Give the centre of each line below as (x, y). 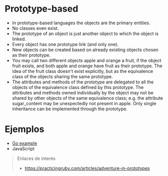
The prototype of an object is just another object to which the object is (85, 33)
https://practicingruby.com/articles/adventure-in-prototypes (87, 168)
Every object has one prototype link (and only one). (65, 44)
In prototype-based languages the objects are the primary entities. (81, 23)
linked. (19, 39)
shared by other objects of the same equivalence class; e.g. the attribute (88, 98)
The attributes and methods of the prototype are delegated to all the (83, 82)
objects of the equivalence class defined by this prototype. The (78, 87)
